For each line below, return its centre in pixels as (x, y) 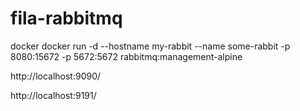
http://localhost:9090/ (56, 76)
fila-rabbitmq (66, 18)
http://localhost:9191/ (53, 95)
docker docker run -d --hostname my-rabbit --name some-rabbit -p (150, 46)
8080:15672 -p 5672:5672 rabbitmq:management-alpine (126, 56)
